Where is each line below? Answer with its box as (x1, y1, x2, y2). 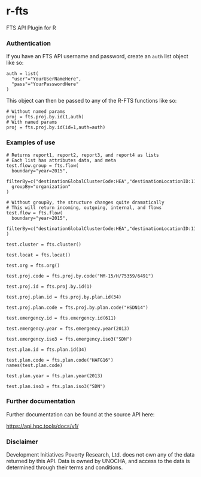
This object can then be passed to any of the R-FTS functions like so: (6, 97, 177, 105)
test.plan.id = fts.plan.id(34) (6, 347, 87, 353)
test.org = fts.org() (6, 263, 60, 269)
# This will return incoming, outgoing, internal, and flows (6, 204, 162, 211)
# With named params (6, 119, 58, 126)
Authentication (6, 39, 51, 47)
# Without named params (6, 109, 66, 115)
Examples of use (6, 138, 56, 147)
